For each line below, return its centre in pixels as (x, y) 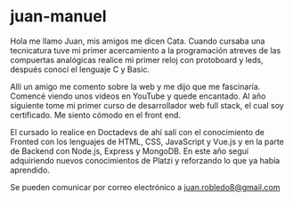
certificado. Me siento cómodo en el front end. (96, 115)
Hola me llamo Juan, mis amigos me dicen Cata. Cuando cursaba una (138, 41)
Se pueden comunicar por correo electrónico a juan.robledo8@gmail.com (145, 187)
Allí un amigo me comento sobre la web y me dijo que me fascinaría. (135, 86)
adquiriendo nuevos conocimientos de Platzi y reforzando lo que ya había (145, 160)
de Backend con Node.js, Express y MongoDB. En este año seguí (129, 151)
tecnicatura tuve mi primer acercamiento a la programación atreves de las (146, 50)
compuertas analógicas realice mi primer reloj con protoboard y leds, (137, 60)
